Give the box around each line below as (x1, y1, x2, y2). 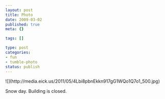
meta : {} (5, 27, 24, 32)
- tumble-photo (5, 60, 38, 65)
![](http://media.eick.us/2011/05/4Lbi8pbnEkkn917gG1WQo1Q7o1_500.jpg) (5, 78, 160, 85)
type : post (5, 45, 29, 50)
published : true (5, 22, 40, 27)
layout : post (5, 7, 33, 13)
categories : (5, 50, 31, 55)
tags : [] (5, 36, 24, 41)
